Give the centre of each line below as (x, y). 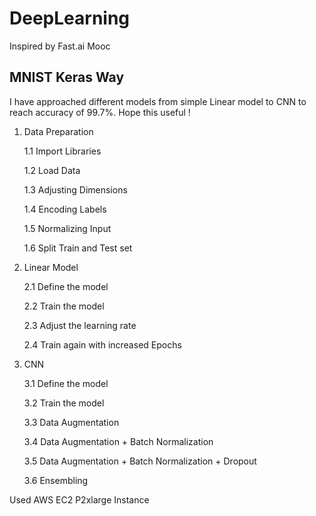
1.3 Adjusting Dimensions (75, 189)
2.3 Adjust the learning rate (80, 325)
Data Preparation (58, 131)
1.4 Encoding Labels (65, 209)
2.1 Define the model (66, 286)
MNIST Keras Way (67, 77)
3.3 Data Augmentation (71, 422)
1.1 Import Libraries (62, 151)
